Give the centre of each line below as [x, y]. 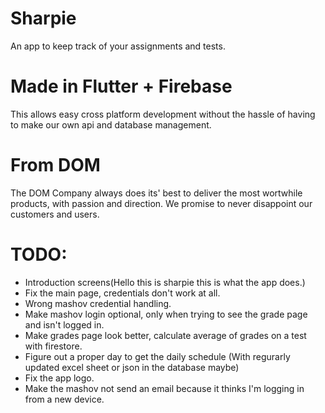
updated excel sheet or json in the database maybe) [132, 367]
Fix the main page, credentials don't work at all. [122, 293]
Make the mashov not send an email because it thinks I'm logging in [164, 388]
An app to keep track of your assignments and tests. [118, 46]
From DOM [55, 165]
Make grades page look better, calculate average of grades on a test [165, 335]
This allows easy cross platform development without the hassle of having [163, 114]
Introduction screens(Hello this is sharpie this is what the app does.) [165, 282]
